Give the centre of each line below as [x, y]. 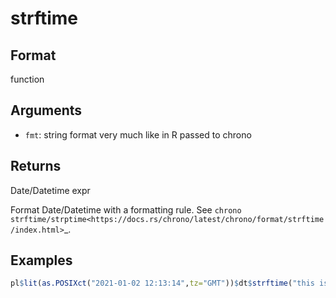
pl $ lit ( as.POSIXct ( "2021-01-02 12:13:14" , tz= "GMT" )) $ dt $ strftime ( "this [162, 283]
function [27, 79]
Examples [41, 260]
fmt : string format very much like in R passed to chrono [138, 134]
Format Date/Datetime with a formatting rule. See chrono [126, 209]
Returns [36, 166]
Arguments [46, 110]
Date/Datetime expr [50, 190]
